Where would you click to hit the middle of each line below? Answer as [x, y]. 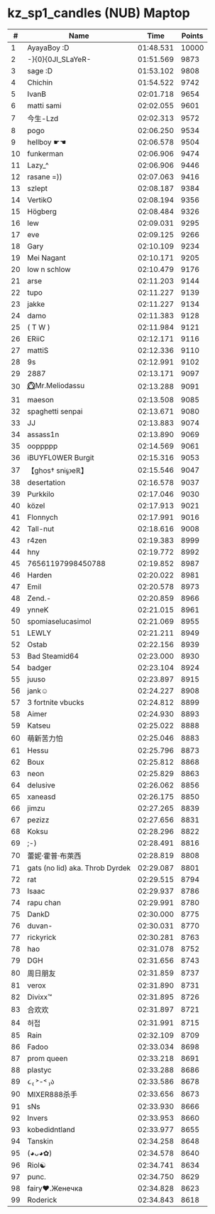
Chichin [40, 82]
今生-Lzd [43, 118]
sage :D [40, 70]
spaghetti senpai [55, 411]
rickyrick [42, 937]
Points [192, 36]
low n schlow [49, 269]
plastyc [39, 1069]
